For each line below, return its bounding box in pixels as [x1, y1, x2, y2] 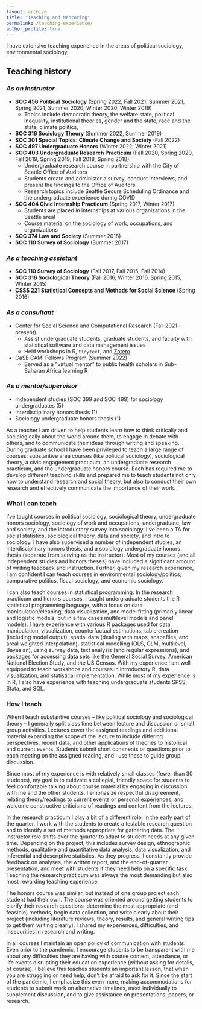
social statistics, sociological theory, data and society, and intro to [6, 532, 170, 540]
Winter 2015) [14, 280, 47, 288]
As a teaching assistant [6, 254, 78, 262]
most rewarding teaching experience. [6, 878, 99, 885]
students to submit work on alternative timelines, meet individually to [6, 984, 177, 992]
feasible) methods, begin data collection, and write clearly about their [6, 909, 179, 916]
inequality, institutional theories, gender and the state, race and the [24, 117, 191, 124]
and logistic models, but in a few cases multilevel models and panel [6, 615, 174, 622]
